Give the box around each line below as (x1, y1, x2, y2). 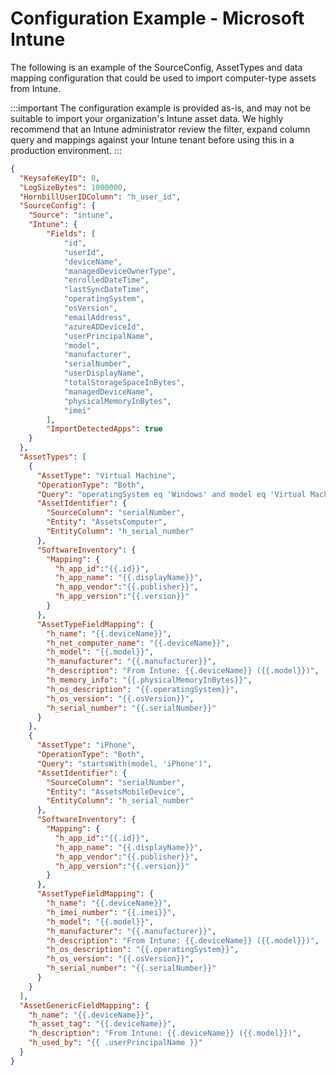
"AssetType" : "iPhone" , (36, 740, 137, 751)
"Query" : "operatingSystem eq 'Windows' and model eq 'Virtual (36, 489, 307, 499)
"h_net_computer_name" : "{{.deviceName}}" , (46, 638, 230, 648)
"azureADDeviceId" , (63, 322, 145, 332)
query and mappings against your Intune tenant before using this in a (10, 133, 295, 146)
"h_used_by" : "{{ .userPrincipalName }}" (28, 1038, 203, 1048)
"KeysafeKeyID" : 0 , (19, 173, 101, 183)
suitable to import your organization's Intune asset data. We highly (10, 112, 284, 124)
